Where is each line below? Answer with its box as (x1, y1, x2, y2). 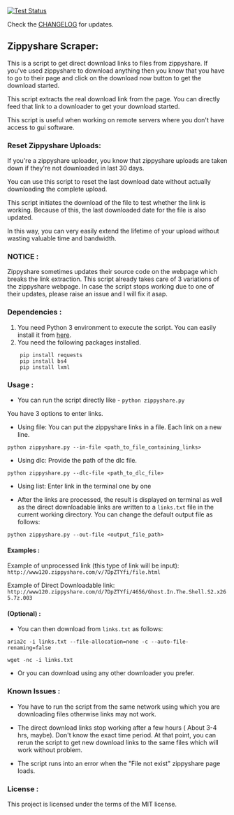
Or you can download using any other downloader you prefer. (17, 669, 195, 677)
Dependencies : (7, 308, 62, 317)
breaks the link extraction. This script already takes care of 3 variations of (7, 275, 220, 283)
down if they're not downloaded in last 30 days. (7, 164, 145, 173)
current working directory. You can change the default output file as (17, 510, 213, 519)
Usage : (7, 380, 34, 389)
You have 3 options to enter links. (7, 410, 103, 417)
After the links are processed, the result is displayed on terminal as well (17, 496, 223, 503)
